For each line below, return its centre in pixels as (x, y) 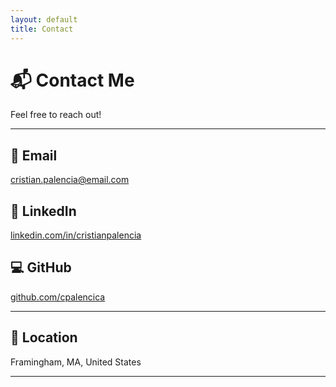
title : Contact (42, 29)
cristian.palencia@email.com (70, 180)
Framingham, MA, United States (76, 362)
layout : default (44, 19)
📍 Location (44, 337)
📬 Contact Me (72, 80)
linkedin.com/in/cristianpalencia (76, 235)
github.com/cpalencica (58, 297)
